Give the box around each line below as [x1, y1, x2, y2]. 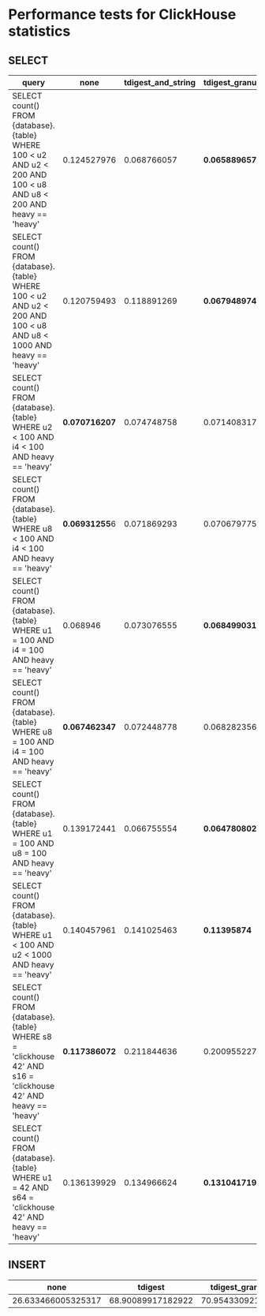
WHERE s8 [12, 1031, 53, 1042]
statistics [8, 22, 71, 40]
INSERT [8, 1258, 47, 1272]
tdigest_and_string [123, 77, 196, 88]
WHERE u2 [12, 422, 53, 432]
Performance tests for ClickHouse [8, 6, 237, 24]
